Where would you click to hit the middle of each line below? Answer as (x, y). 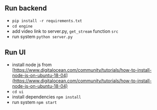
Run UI (15, 52)
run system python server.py (42, 36)
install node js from (32, 65)
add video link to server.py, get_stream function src (65, 31)
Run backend (26, 8)
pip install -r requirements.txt (47, 21)
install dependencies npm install (47, 97)
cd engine (22, 26)
